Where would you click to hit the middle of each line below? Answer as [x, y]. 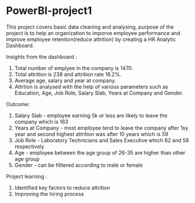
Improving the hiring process [49, 194]
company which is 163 [41, 121]
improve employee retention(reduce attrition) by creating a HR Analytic [91, 39]
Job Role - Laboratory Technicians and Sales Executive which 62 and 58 [102, 140]
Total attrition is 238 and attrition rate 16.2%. [68, 74]
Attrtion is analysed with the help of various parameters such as [91, 86]
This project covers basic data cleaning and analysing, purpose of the [90, 27]
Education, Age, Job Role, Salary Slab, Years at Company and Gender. [99, 93]
